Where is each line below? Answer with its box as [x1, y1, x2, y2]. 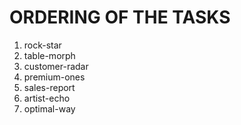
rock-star [23, 39, 62, 51]
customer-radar [23, 60, 89, 72]
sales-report [23, 81, 76, 93]
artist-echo [23, 92, 71, 104]
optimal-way [23, 102, 76, 115]
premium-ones [23, 71, 86, 83]
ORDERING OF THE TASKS [9, 6, 231, 29]
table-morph [23, 49, 76, 61]
